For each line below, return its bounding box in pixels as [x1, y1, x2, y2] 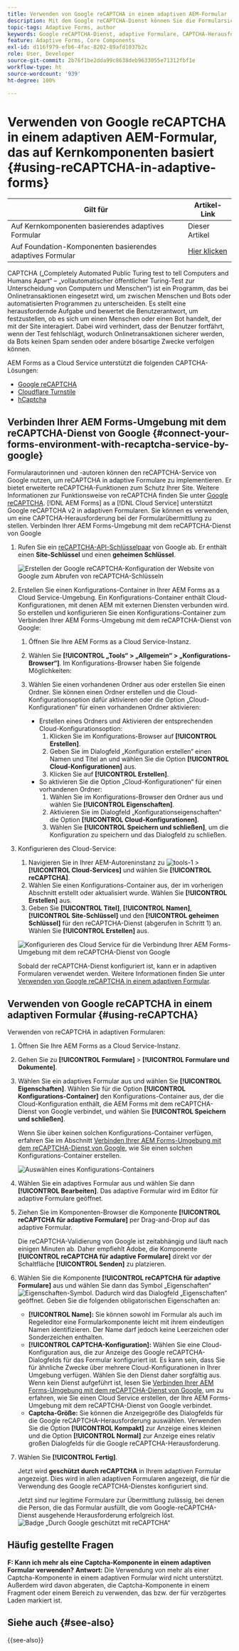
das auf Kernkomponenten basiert [7, 144, 215, 161]
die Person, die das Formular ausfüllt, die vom [17, 1503, 153, 1512]
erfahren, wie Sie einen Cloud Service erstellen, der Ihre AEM [28, 1393, 208, 1402]
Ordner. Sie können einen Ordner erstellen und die [28, 688, 176, 697]
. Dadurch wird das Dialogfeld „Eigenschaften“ [91, 1288, 228, 1297]
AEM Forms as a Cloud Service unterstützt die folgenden [7, 358, 174, 368]
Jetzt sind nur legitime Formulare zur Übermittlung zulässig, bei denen [17, 1495, 225, 1504]
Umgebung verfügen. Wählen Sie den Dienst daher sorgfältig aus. [28, 1370, 222, 1379]
